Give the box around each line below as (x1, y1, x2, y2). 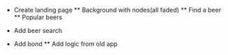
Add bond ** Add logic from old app (13, 40, 118, 47)
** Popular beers (13, 13, 63, 21)
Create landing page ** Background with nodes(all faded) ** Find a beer (13, 6, 222, 14)
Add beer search (13, 27, 63, 34)
